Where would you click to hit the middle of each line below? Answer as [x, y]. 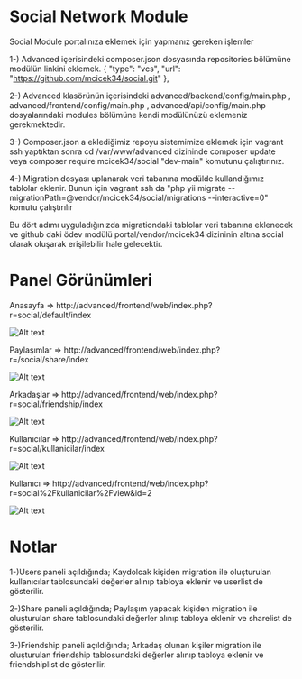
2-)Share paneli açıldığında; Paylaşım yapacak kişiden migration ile [133, 608]
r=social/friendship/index [56, 404]
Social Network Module [99, 17]
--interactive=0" [238, 197]
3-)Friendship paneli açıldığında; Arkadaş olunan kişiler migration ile [135, 645]
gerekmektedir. [37, 124]
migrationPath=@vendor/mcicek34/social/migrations [108, 197]
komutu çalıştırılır [41, 207]
